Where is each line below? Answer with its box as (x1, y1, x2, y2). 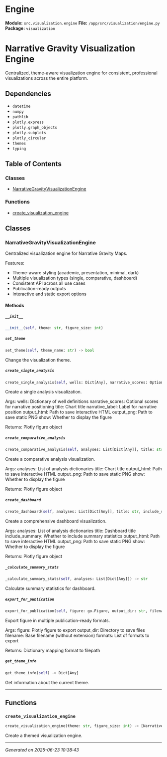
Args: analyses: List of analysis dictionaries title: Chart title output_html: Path (5, 466, 162, 472)
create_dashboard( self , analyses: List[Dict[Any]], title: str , (5, 509, 141, 514)
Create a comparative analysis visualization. (5, 456, 95, 462)
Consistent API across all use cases (12, 280, 85, 286)
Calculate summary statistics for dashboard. (5, 585, 96, 591)
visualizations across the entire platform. (5, 75, 88, 81)
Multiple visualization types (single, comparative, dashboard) (12, 275, 138, 281)
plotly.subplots (12, 130, 46, 135)
